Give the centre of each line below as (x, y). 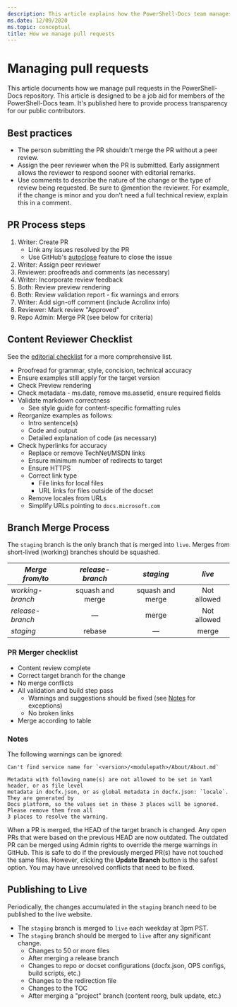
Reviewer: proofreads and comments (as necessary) (94, 272)
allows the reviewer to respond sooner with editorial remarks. (107, 173)
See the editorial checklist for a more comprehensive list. (90, 356)
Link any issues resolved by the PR (79, 249)
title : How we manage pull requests (61, 34)
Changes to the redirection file (72, 980)
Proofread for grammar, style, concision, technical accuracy (105, 370)
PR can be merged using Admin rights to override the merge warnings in (112, 845)
